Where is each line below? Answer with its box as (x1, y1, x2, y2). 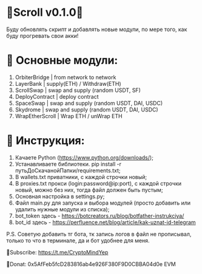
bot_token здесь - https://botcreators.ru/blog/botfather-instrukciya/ (15, 212, 184, 219)
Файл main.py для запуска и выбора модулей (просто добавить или (15, 199, 191, 206)
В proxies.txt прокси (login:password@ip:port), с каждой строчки (15, 180, 182, 187)
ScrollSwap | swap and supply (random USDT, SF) (15, 86, 141, 94)
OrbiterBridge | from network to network (15, 73, 116, 81)
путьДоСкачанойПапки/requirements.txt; (15, 167, 121, 174)
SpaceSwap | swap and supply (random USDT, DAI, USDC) (15, 99, 163, 107)
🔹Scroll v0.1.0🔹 (6, 5, 84, 19)
